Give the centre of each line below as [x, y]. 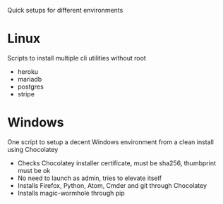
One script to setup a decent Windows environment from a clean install [110, 142]
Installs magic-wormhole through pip [71, 193]
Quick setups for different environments [65, 10]
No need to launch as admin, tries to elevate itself [90, 178]
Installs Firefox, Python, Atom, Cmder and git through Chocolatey [112, 185]
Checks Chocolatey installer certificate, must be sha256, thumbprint [117, 163]
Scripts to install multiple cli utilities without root [77, 58]
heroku [28, 71]
